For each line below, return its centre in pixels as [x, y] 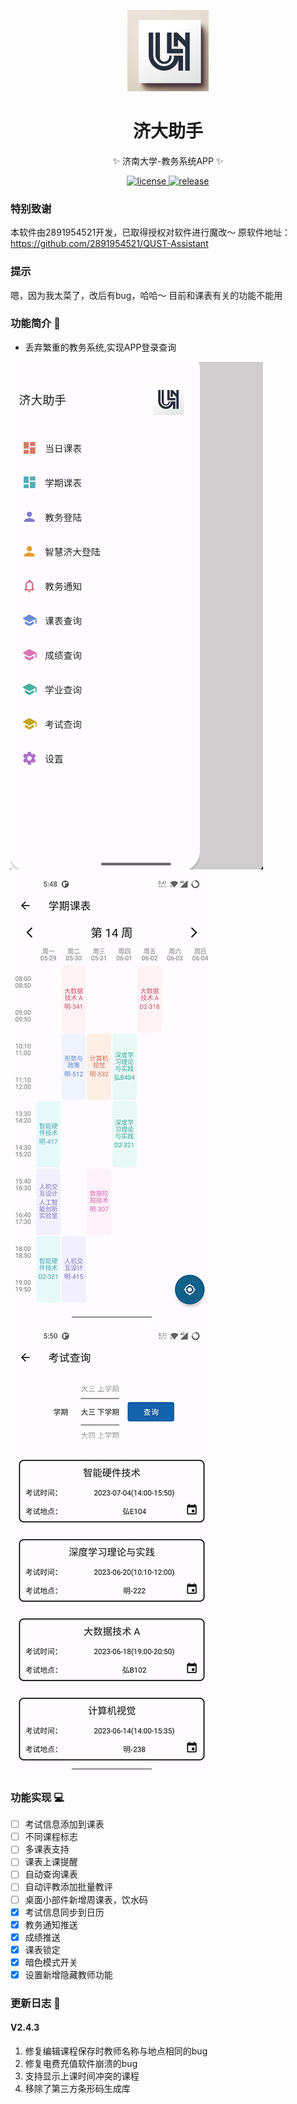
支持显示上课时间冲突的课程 [82, 2076]
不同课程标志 [51, 1837]
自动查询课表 [51, 1874]
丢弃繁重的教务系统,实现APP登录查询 [100, 347]
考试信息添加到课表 [64, 1824]
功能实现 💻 [37, 1797]
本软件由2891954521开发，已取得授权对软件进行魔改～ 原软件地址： [151, 232]
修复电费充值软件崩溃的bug [81, 2064]
